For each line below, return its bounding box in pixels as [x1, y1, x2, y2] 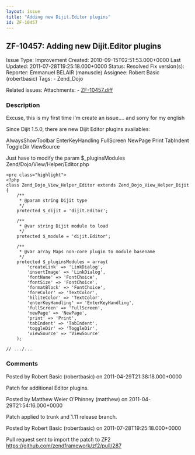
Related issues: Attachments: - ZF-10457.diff [6, 87, 113, 94]
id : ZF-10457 [6, 19, 38, 25]
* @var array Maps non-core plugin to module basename [19, 249, 156, 255]
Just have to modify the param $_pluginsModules [6, 154, 126, 161]
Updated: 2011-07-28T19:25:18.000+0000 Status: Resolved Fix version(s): [6, 63, 185, 70]
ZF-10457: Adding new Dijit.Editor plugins [6, 41, 162, 51]
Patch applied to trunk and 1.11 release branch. [6, 413, 117, 420]
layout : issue [6, 8, 41, 15]
